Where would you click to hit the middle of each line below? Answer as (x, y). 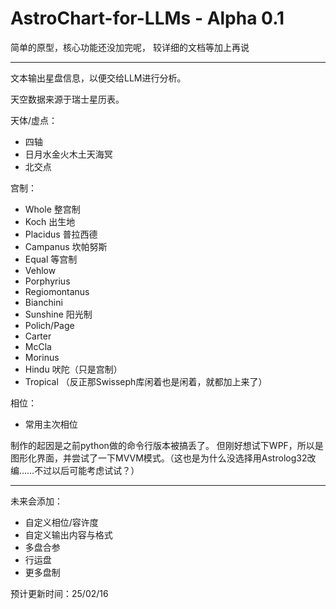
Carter (38, 336)
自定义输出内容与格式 (68, 534)
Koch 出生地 (50, 221)
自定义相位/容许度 (61, 522)
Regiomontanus (57, 291)
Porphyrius (47, 281)
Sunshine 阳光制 (58, 314)
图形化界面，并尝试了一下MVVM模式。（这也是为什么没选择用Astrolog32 (159, 458)
